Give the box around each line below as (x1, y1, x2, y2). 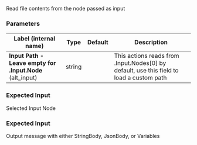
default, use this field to (114, 67, 179, 75)
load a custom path (114, 74, 167, 82)
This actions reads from (114, 52, 180, 60)
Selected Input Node (6, 105, 56, 112)
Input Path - (9, 52, 44, 60)
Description (134, 38, 168, 46)
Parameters (6, 19, 40, 27)
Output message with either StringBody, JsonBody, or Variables (6, 132, 160, 139)
